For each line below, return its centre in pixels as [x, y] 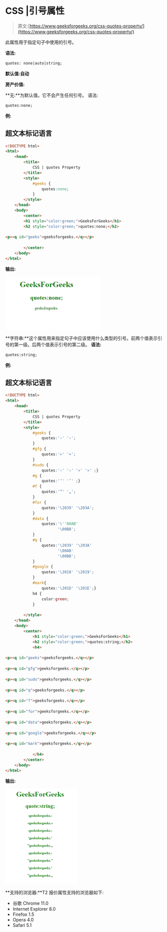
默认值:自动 [17, 73]
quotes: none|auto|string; [34, 63]
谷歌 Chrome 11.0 [30, 903]
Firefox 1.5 [23, 914]
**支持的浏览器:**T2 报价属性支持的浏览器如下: [55, 892]
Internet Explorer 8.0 [34, 909]
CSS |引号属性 [35, 11]
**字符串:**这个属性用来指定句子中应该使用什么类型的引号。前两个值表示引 [84, 338]
